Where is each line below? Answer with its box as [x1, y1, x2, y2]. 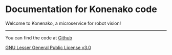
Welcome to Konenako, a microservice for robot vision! [5, 20, 121, 26]
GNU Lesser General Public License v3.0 [5, 44, 91, 50]
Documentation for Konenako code [5, 4, 157, 15]
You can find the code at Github [5, 34, 73, 41]
